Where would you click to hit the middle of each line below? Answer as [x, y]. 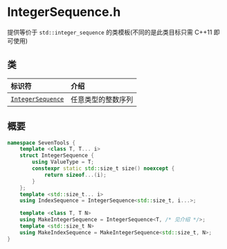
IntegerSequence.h [64, 12]
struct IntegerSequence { [57, 156]
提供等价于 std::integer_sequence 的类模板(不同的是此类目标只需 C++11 [110, 32]
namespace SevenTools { [42, 143]
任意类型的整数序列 [102, 99]
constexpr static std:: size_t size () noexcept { [103, 169]
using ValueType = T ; [63, 162]
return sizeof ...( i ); [75, 175]
